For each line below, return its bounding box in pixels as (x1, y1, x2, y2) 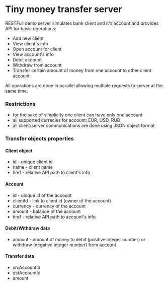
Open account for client (12, 46, 62, 52)
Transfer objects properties (5, 135, 74, 142)
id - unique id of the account (12, 192, 72, 198)
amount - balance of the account (12, 208, 81, 215)
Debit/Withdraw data (5, 225, 50, 231)
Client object (5, 148, 33, 154)
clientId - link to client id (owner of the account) (12, 197, 112, 203)
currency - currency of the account (12, 203, 86, 209)
